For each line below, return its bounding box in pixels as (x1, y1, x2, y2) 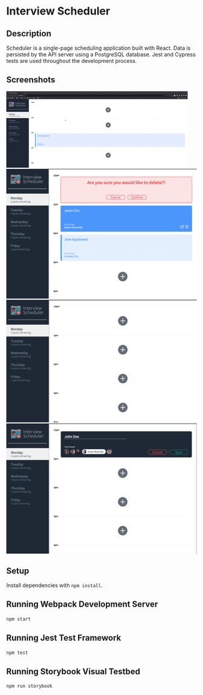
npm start (6, 616, 31, 622)
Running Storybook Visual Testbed (6, 666, 141, 676)
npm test (6, 650, 28, 656)
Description (6, 28, 51, 39)
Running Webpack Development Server (6, 599, 158, 610)
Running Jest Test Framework (6, 633, 121, 643)
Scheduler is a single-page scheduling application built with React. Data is (6, 44, 191, 51)
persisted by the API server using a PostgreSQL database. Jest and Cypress (6, 51, 196, 58)
